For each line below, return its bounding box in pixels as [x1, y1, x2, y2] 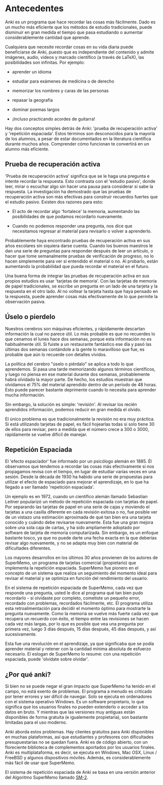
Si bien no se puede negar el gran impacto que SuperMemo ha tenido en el [5, 683, 156, 689]
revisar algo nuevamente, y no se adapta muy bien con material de [5, 540, 139, 546]
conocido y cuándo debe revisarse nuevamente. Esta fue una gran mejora [5, 519, 153, 525]
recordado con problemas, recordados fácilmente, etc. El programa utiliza [5, 600, 153, 606]
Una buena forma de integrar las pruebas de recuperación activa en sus [5, 273, 149, 279]
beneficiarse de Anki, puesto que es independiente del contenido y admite [5, 49, 154, 55]
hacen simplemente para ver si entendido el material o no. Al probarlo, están [5, 258, 158, 264]
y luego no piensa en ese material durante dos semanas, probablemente [5, 371, 150, 377]
